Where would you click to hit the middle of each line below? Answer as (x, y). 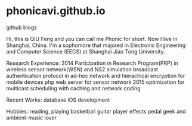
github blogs (21, 27)
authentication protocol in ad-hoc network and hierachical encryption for (96, 75)
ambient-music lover (32, 118)
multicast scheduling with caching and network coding (74, 88)
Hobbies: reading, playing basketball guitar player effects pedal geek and (96, 111)
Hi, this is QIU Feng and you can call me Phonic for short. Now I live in (92, 39)
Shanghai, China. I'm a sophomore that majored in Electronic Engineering (96, 45)
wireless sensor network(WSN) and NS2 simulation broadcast (82, 69)
